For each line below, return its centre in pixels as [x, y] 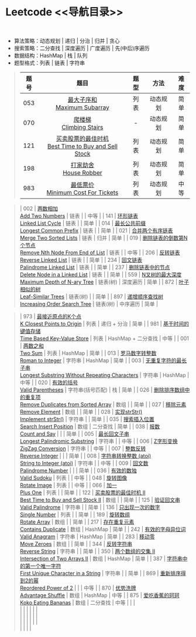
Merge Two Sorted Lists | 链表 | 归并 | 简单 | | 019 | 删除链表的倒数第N [104, 238]
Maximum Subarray [82, 107]
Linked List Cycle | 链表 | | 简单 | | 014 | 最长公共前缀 [82, 223]
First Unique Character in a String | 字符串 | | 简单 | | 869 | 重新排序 [100, 573]
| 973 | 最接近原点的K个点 [51, 316]
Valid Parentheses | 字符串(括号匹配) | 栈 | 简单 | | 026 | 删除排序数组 [102, 390]
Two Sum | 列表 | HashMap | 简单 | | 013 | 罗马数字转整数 [88, 353]
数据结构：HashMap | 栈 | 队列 [51, 55]
